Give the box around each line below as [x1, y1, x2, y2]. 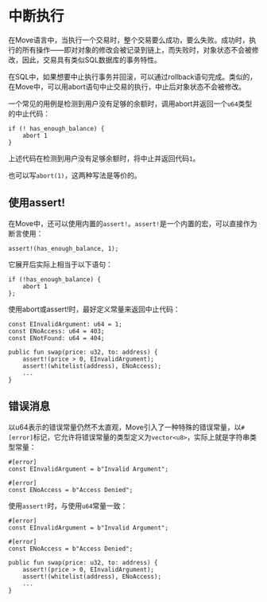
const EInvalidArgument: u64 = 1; [8, 320, 123, 328]
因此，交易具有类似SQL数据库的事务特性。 [21, 55, 161, 64]
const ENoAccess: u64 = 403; [8, 327, 105, 335]
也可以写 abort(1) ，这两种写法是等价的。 [8, 170, 141, 180]
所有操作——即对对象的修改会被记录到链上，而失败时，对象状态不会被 [21, 45, 252, 54]
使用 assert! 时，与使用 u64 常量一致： [8, 501, 128, 510]
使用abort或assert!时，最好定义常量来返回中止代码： [8, 304, 180, 314]
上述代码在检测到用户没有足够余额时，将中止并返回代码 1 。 [8, 153, 200, 163]
